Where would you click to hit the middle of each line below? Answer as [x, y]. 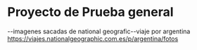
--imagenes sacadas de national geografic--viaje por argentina [99, 31]
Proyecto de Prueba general [90, 12]
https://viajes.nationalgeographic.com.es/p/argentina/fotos [93, 38]
